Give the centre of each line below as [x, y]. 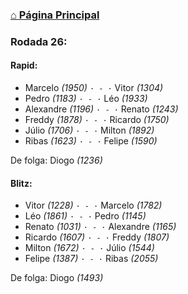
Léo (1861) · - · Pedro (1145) [85, 216]
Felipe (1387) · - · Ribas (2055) [91, 259]
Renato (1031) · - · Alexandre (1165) [100, 227]
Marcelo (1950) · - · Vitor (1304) [94, 88]
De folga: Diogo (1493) [57, 278]
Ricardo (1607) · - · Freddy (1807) [97, 237]
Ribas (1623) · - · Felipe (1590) [91, 141]
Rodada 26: [39, 41]
